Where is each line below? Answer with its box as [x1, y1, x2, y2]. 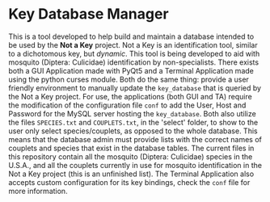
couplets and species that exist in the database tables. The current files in [8, 143, 255, 153]
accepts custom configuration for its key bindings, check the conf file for [8, 177, 251, 187]
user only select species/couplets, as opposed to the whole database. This [8, 126, 258, 136]
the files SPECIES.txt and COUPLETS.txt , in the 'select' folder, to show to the [8, 117, 259, 127]
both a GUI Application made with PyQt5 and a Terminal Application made [8, 65, 255, 75]
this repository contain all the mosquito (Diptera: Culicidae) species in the [8, 151, 253, 162]
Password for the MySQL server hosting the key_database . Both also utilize [8, 108, 256, 118]
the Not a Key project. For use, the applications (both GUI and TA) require [8, 91, 252, 101]
